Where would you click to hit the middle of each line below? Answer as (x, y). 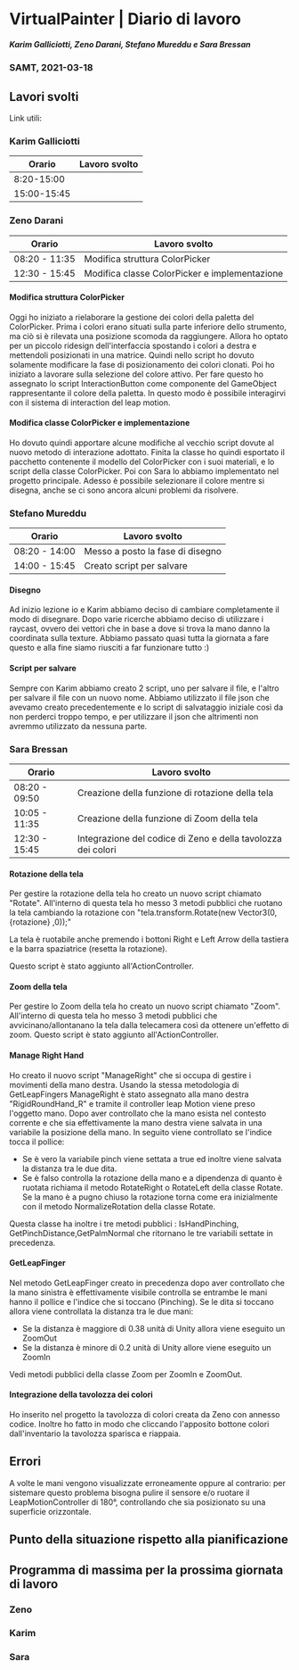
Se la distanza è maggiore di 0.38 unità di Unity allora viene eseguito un (154, 1328)
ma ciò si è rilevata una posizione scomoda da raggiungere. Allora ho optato (149, 336)
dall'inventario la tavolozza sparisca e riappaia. (95, 1433)
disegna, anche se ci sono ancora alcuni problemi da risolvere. (124, 490)
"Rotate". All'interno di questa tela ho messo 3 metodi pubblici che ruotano (146, 903)
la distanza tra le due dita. (69, 1168)
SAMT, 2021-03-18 (51, 68)
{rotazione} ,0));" (40, 922)
